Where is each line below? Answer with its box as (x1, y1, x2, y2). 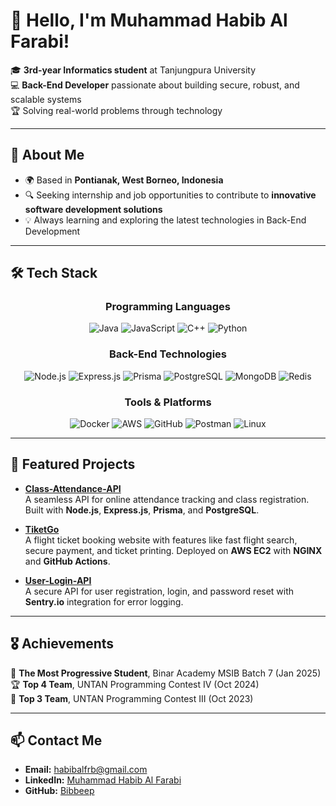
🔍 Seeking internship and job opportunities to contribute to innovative (24, 189, 317, 201)
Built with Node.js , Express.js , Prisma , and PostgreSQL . (24, 504, 260, 516)
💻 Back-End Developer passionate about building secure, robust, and (10, 79, 300, 91)
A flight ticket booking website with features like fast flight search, (24, 534, 298, 546)
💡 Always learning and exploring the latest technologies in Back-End (24, 214, 307, 226)
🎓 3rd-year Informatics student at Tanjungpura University (10, 64, 257, 76)
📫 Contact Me (10, 732, 103, 749)
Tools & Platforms (124, 395, 212, 409)
